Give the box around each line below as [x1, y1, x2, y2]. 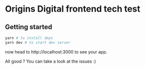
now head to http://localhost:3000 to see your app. [5, 49, 108, 54]
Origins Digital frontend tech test [5, 3, 141, 15]
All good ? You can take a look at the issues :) [5, 58, 96, 64]
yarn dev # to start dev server [5, 40, 71, 45]
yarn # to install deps [5, 35, 54, 40]
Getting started [5, 23, 53, 31]
